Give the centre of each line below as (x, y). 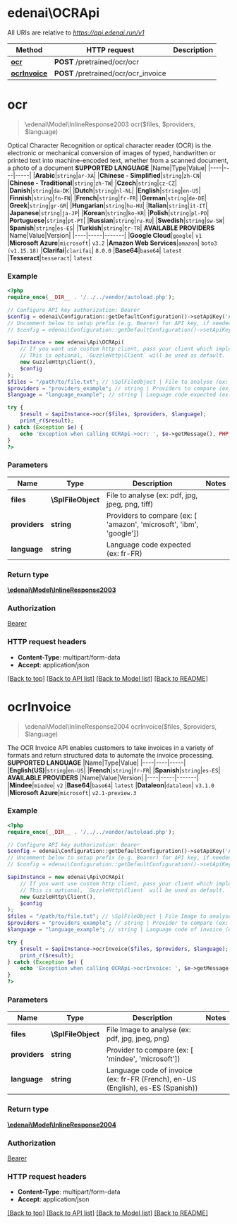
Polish (159, 212)
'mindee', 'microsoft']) (143, 1059)
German (153, 198)
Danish (20, 190)
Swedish (171, 220)
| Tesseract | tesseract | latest (50, 257)
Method (29, 49)
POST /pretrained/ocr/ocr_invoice (110, 73)
